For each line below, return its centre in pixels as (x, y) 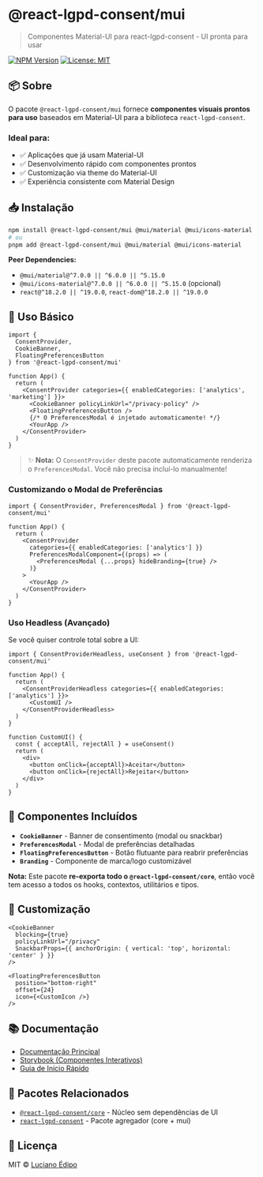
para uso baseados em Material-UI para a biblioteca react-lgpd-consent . (127, 117)
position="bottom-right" (56, 983)
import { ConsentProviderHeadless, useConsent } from (99, 654)
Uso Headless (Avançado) (59, 622)
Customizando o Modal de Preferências (86, 490)
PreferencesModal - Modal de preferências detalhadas (107, 844)
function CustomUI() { (45, 737)
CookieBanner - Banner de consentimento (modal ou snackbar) (121, 836)
